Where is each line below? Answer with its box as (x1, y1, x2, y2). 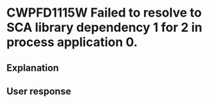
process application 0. (6, 35, 138, 50)
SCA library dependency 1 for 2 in (6, 19, 203, 35)
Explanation (6, 62, 60, 73)
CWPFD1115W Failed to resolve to (6, 5, 202, 21)
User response (6, 85, 71, 97)
